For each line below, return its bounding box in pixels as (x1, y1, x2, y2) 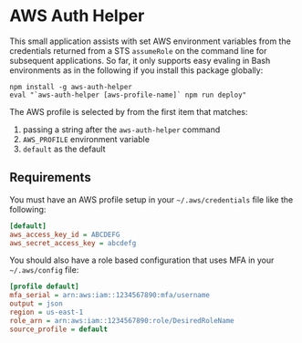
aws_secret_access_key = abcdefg (9, 238, 137, 247)
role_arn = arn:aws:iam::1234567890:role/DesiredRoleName (9, 316, 234, 325)
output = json (9, 299, 64, 308)
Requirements (9, 170, 91, 185)
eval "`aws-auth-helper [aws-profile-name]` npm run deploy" (9, 90, 247, 99)
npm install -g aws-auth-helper (9, 82, 132, 91)
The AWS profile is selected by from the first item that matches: (9, 106, 248, 117)
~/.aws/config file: (9, 265, 79, 275)
